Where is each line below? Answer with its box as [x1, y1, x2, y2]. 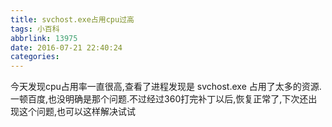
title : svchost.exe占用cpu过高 [10, 14, 135, 25]
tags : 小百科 [10, 24, 60, 34]
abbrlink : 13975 [10, 33, 78, 43]
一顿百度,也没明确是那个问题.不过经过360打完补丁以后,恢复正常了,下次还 [10, 93, 309, 105]
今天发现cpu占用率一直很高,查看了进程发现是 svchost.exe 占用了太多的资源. [10, 81, 322, 93]
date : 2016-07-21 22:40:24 [10, 42, 123, 53]
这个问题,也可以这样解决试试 [18, 106, 137, 118]
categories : [10, 52, 60, 62]
